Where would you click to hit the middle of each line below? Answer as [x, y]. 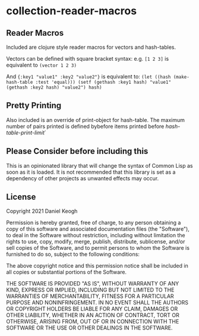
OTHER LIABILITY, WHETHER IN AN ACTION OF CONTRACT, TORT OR [93, 315]
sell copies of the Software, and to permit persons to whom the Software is [98, 248]
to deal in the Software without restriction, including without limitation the [96, 235]
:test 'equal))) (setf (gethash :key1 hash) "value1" [103, 82]
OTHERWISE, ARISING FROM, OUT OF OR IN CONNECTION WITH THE [93, 322]
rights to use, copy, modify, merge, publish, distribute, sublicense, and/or [96, 241]
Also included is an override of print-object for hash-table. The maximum [96, 120]
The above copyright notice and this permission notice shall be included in [97, 266]
